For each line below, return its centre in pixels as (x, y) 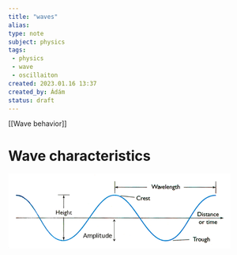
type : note (26, 33)
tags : (17, 50)
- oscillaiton (35, 75)
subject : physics (37, 42)
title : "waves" (33, 17)
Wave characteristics (80, 156)
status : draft (32, 100)
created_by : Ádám (37, 92)
